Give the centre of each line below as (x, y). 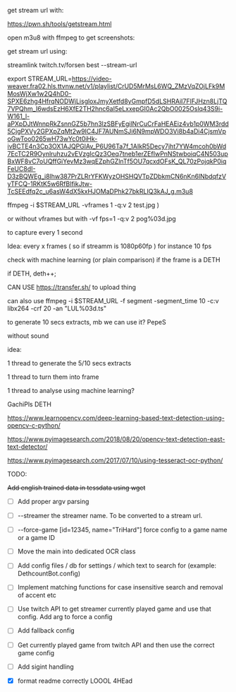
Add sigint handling (45, 667)
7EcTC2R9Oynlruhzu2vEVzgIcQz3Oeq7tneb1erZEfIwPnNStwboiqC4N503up (118, 154)
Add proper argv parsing (53, 502)
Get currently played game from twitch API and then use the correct (116, 645)
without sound (28, 336)
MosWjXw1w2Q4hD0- (39, 94)
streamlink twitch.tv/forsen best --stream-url (72, 65)
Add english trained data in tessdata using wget (76, 488)
